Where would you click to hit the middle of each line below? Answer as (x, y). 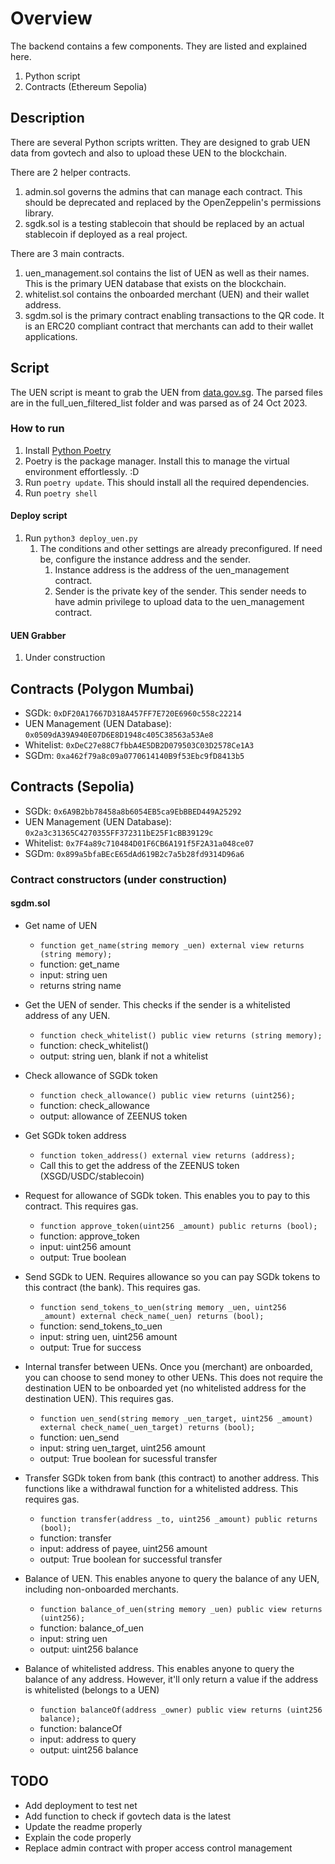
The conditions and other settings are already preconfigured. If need (181, 549)
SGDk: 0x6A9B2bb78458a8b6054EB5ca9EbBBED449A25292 (133, 811)
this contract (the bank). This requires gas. (112, 1288)
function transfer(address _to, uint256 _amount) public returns (178, 1520)
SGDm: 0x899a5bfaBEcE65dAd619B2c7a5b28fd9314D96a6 (134, 853)
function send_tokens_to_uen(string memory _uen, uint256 (163, 1308)
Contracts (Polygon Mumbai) (102, 688)
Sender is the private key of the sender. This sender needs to (180, 591)
